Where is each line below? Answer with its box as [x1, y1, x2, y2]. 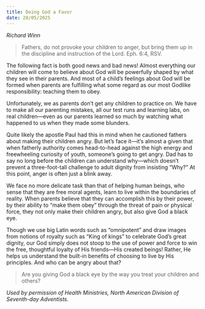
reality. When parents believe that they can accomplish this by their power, [6, 195, 195, 202]
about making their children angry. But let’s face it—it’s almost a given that [6, 137, 193, 144]
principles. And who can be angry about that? [6, 258, 121, 266]
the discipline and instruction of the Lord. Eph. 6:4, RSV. [21, 50, 162, 57]
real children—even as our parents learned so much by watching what [6, 113, 184, 120]
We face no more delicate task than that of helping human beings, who [6, 182, 185, 189]
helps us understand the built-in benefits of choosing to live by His [6, 252, 174, 259]
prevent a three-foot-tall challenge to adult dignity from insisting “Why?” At [6, 163, 196, 171]
